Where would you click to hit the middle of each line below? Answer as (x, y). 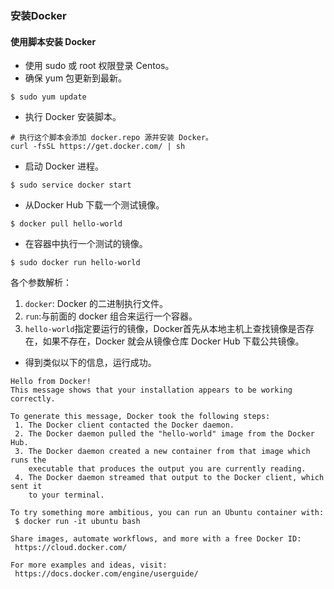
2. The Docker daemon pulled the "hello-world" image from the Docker (164, 434)
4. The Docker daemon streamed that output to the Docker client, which (169, 478)
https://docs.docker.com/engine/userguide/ (106, 574)
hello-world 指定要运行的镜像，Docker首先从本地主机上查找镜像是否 (165, 329)
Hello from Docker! (51, 382)
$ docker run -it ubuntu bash (77, 522)
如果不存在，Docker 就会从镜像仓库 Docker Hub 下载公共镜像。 (173, 341)
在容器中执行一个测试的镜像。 (86, 244)
